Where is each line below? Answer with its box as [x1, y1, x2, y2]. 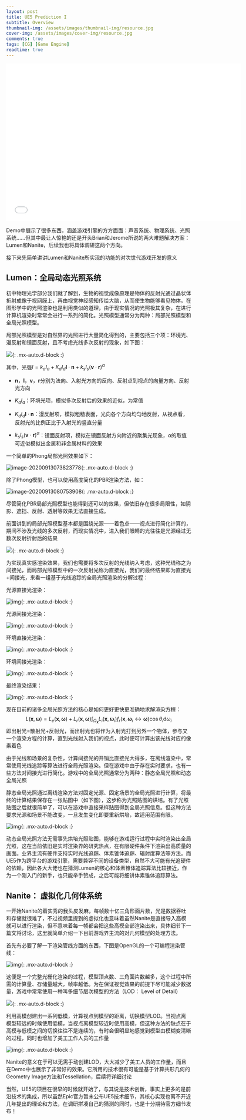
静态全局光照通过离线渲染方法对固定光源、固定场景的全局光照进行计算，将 [6, 789, 186, 796]
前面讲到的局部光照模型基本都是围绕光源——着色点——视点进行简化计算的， [6, 520, 191, 527]
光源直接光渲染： [6, 586, 48, 593]
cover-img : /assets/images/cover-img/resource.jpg [6, 31, 133, 36]
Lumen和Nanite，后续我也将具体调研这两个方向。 [6, 242, 126, 249]
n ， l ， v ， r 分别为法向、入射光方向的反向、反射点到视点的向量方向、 [14, 377, 179, 384]
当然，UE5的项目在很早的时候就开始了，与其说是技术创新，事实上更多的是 [6, 1085, 186, 1092]
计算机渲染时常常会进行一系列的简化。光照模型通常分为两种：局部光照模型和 [6, 311, 191, 318]
